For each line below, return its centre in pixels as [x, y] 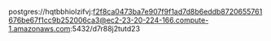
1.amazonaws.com [39, 29]
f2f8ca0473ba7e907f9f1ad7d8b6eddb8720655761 [177, 12]
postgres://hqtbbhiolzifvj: [51, 12]
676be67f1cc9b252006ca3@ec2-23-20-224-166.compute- [109, 20]
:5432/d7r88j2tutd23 [105, 29]
